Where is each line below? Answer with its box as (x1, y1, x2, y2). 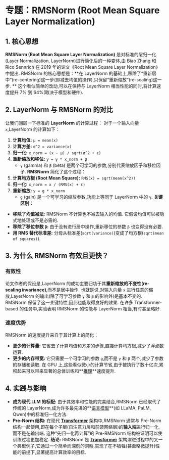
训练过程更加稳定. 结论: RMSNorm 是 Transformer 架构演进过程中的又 (12, 436, 158, 442)
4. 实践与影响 (5, 384, 46, 393)
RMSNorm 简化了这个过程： (27, 168, 86, 174)
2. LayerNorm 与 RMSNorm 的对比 (5, 106, 114, 114)
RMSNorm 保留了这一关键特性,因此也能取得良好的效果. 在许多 (5, 299, 134, 305)
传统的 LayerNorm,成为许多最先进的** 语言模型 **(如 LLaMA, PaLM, (12, 405, 151, 411)
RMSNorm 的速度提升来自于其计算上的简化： (5, 332, 99, 338)
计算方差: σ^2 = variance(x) (12, 143, 72, 149)
